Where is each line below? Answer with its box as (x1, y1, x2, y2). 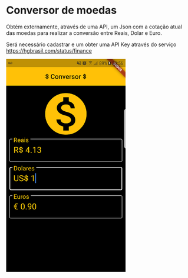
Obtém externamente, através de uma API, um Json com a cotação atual (6, 23, 183, 30)
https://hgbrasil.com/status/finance (6, 47, 93, 54)
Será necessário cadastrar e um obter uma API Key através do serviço (6, 41, 177, 48)
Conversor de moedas (6, 4, 117, 17)
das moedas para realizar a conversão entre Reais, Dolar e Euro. (6, 29, 162, 36)
